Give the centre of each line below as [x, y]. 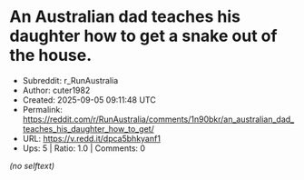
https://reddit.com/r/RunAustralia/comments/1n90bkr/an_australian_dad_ [158, 119]
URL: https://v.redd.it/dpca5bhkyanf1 [92, 138]
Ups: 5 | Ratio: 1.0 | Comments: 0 [84, 148]
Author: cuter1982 [56, 90]
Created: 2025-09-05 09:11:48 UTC [89, 100]
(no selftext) [32, 165]
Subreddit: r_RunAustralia [70, 80]
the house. [51, 55]
